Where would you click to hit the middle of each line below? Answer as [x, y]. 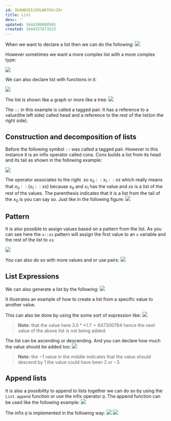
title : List [18, 15]
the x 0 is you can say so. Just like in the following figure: [65, 200]
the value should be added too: [38, 346]
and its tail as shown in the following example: [54, 160]
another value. [20, 304]
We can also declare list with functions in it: [51, 80]
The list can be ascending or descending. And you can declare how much [83, 340]
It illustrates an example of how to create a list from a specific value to [79, 299]
